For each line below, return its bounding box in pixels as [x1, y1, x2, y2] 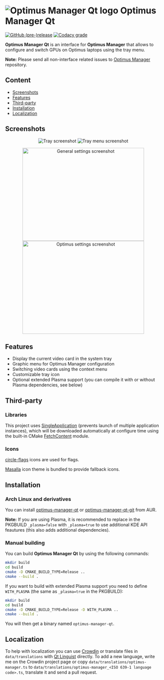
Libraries [5, 411, 27, 418]
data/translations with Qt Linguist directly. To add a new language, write [5, 654, 155, 660]
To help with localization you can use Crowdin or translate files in [5, 648, 138, 654]
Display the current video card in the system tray [12, 356, 112, 362]
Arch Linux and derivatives [5, 495, 71, 502]
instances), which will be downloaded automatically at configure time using [5, 428, 159, 434]
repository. [5, 62, 27, 67]
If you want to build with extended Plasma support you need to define [5, 583, 148, 589]
